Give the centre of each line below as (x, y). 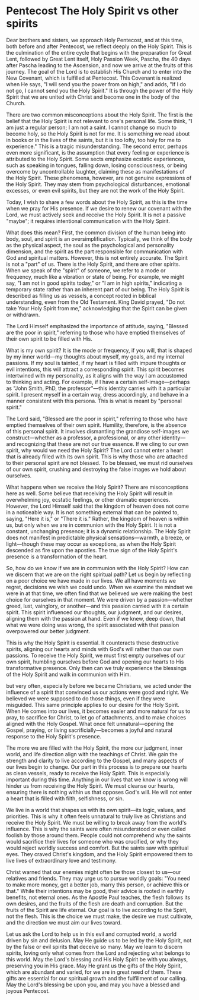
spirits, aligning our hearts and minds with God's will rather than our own (95, 649)
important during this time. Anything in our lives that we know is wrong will (97, 779)
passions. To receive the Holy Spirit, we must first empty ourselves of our (96, 655)
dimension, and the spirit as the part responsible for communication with (95, 251)
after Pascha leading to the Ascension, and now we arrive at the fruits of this (99, 65)
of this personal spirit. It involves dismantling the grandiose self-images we (98, 431)
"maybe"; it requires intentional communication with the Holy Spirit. (88, 221)
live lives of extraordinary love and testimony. (61, 860)
